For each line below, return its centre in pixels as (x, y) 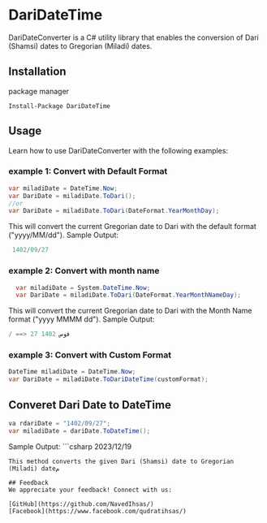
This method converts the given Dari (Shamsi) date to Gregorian (121, 461)
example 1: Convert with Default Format (88, 171)
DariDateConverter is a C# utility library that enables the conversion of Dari (134, 37)
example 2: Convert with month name (84, 271)
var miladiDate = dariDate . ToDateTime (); (80, 431)
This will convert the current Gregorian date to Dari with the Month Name (131, 311)
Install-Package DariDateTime (60, 106)
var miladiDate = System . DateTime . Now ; (83, 287)
